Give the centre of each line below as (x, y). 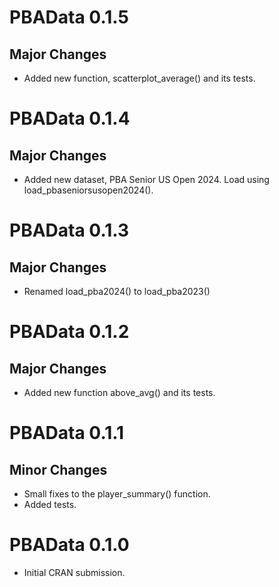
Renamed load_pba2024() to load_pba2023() (117, 291)
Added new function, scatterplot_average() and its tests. (139, 78)
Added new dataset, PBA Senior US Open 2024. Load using (146, 179)
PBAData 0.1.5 (69, 17)
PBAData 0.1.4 (70, 118)
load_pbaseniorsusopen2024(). (88, 190)
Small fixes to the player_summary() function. (117, 494)
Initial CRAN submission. (74, 572)
